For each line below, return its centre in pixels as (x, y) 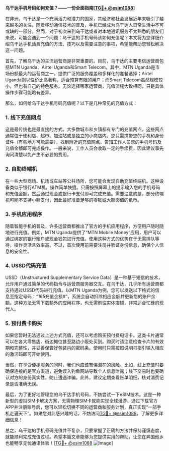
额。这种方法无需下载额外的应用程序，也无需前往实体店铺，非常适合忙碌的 (82, 303)
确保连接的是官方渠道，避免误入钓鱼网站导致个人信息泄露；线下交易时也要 (82, 371)
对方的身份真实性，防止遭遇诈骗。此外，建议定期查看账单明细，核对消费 (84, 377)
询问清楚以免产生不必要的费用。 (38, 155)
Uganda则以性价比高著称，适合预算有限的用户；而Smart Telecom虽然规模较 (84, 80)
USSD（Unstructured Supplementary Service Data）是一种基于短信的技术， (84, 277)
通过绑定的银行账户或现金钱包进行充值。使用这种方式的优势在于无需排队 (80, 239)
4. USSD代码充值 (26, 265)
